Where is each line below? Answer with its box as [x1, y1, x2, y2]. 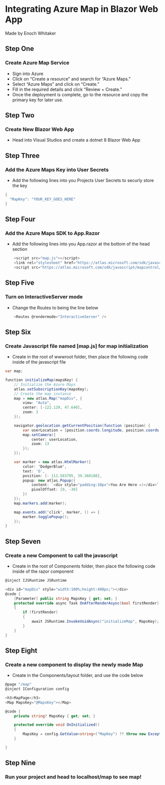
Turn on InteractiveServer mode [5, 294, 83, 300]
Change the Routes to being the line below [12, 304, 99, 310]
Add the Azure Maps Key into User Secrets [5, 166, 109, 173]
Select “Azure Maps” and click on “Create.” [12, 81, 100, 87]
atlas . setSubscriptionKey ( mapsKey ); [14, 386, 89, 392]
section [12, 246, 27, 252]
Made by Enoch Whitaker [5, 30, 56, 36]
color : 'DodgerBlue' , [23, 464, 67, 469]
